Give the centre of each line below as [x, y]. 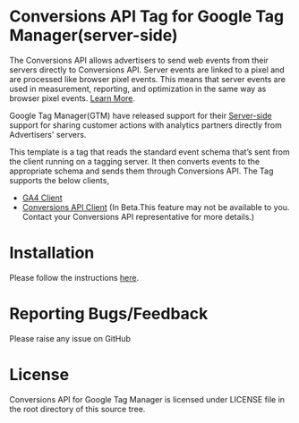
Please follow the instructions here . [74, 277]
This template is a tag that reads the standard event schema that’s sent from [150, 152]
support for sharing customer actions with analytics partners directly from [145, 125]
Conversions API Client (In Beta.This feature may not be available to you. [156, 207]
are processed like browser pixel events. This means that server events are [148, 79]
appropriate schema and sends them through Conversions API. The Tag [141, 171]
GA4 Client [42, 198]
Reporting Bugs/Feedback [109, 314]
